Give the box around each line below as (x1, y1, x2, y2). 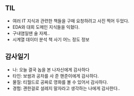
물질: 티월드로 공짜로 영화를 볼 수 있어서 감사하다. (12, 79, 108, 85)
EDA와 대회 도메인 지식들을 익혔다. (12, 24, 80, 30)
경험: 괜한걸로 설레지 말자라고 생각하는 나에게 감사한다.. (12, 85, 121, 91)
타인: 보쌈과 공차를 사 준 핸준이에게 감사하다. (12, 73, 99, 79)
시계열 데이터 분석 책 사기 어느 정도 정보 (12, 36, 90, 42)
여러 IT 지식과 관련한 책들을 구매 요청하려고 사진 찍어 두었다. (12, 17, 130, 24)
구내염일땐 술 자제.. (12, 30, 50, 36)
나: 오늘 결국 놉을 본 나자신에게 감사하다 (12, 67, 90, 73)
